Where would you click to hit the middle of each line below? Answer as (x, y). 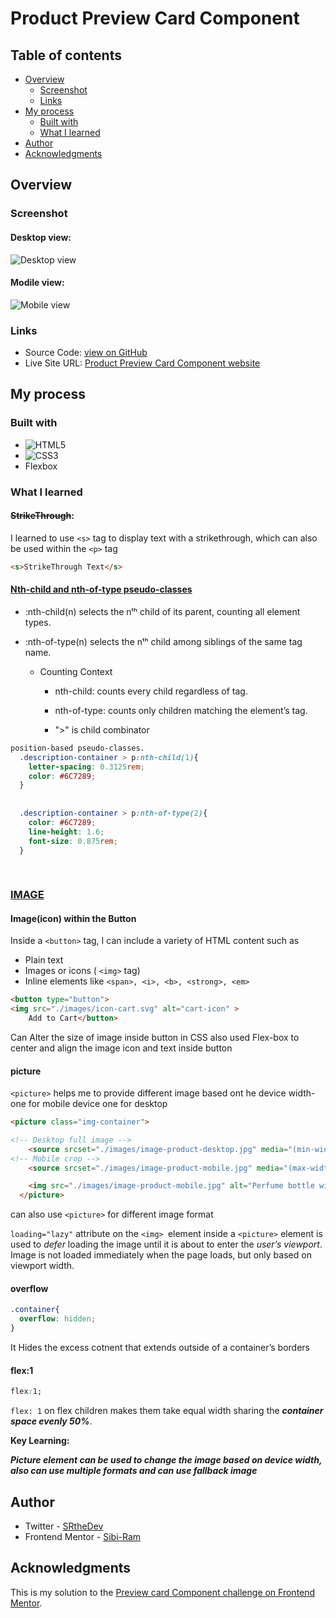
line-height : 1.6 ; (66, 832)
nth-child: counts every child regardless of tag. (151, 691)
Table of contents (66, 55)
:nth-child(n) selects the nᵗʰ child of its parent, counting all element (162, 611)
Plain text (44, 960)
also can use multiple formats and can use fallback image (134, 1471)
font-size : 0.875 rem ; (73, 841)
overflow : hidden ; (58, 1319)
